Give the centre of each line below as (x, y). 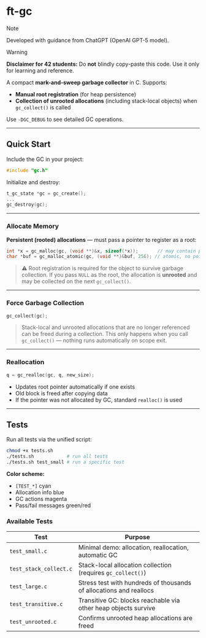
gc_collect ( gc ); (27, 316)
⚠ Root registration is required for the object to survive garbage (102, 268)
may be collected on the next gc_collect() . (76, 281)
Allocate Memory (33, 227)
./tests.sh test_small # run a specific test (65, 462)
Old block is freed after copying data (62, 393)
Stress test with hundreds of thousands (135, 583)
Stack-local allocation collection (125, 565)
